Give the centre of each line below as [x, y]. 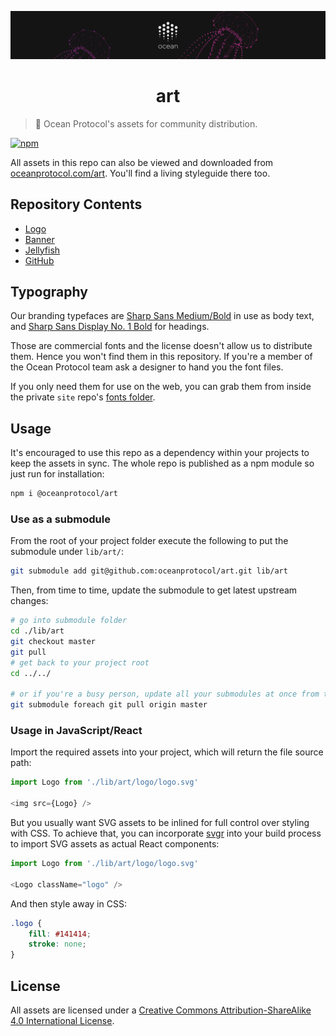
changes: [29, 601]
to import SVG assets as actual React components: [115, 844]
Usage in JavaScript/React [76, 730]
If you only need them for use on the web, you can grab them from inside [161, 387]
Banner [39, 239]
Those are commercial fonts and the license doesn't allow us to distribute [161, 346]
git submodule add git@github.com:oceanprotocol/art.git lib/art [149, 571]
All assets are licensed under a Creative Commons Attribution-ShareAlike [161, 1010]
